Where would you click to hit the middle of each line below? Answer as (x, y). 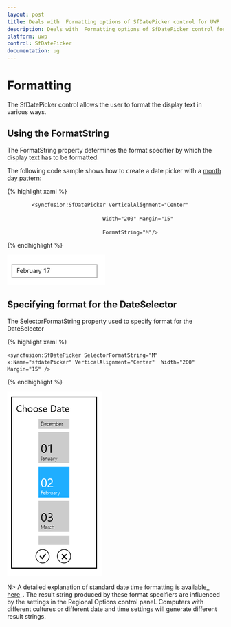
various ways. (27, 112)
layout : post (26, 14)
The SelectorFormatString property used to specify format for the (100, 321)
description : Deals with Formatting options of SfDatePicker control (110, 29)
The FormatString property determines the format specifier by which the (110, 150)
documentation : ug (33, 51)
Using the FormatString (58, 134)
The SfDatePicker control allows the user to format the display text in (104, 104)
